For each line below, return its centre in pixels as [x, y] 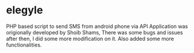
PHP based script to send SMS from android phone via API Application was [97, 26]
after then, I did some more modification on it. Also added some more [90, 38]
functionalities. [24, 45]
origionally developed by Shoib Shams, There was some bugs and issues [95, 32]
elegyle [24, 10]
